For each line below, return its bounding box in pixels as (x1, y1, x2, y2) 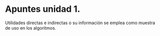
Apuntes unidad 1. (5, 3, 80, 15)
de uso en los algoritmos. (5, 25, 56, 31)
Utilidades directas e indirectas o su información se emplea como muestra (5, 20, 156, 26)
